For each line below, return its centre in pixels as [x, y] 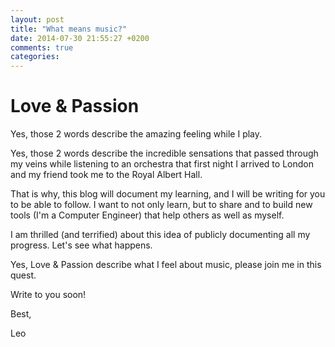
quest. [23, 275]
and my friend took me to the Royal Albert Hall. [106, 175]
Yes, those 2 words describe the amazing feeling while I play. [136, 134]
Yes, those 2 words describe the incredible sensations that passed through [164, 153]
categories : [35, 57]
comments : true [42, 47]
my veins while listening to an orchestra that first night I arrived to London [162, 164]
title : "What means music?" [69, 29]
